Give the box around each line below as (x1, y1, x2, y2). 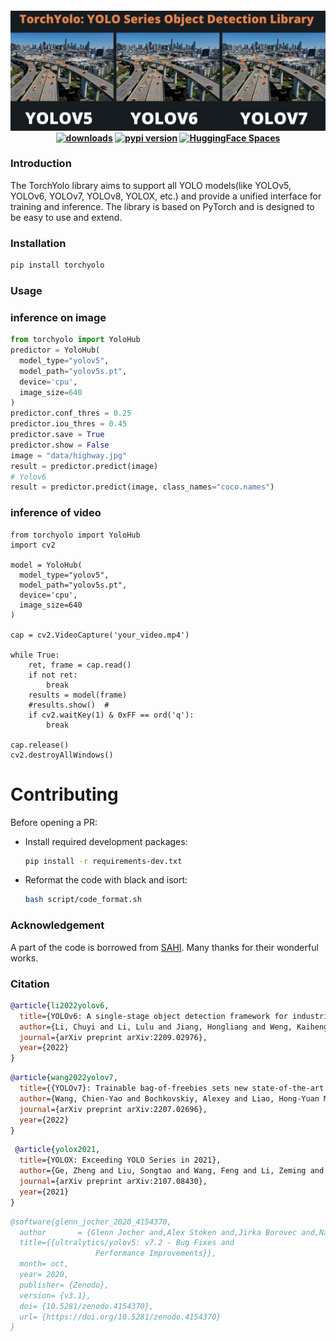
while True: (10, 650, 60, 660)
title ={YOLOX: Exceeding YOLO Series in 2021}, (19, 1155, 222, 1166)
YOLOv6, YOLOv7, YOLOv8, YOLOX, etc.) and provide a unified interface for (10, 190, 322, 202)
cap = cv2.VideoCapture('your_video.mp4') (10, 630, 190, 640)
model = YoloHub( (10, 560, 83, 570)
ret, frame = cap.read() (28, 660, 132, 670)
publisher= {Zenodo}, (19, 1280, 110, 1290)
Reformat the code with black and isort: (24, 874, 188, 886)
